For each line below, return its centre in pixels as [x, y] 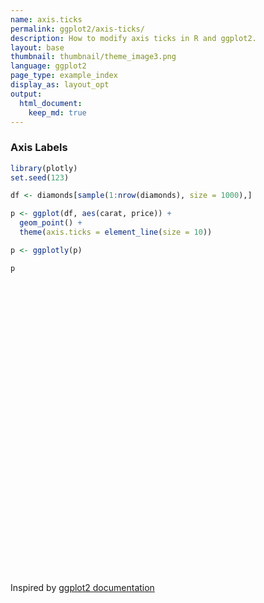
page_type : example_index [64, 76]
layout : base [37, 47]
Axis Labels [39, 148]
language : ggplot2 [48, 66]
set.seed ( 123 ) [40, 177]
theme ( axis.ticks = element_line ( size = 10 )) [116, 232]
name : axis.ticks [46, 19]
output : [26, 94]
